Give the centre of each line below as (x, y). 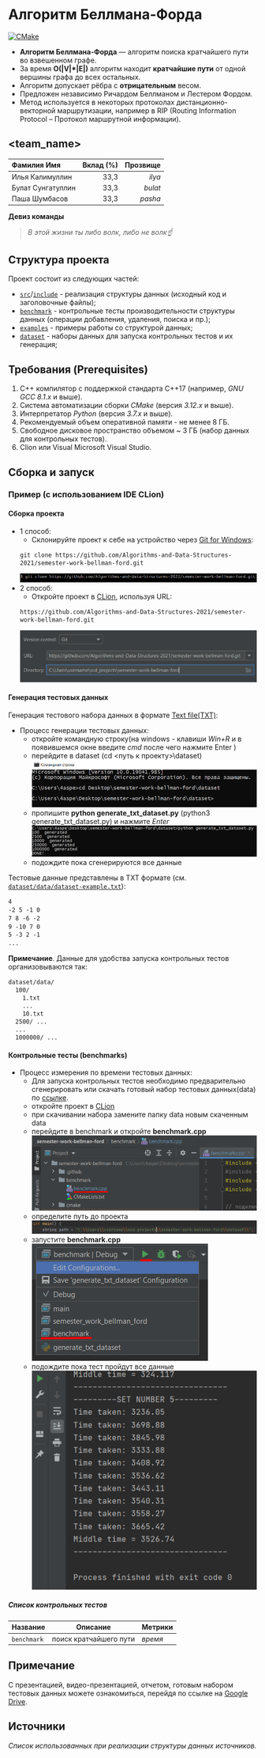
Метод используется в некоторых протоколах (97, 102)
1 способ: (35, 531)
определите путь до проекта (80, 1216)
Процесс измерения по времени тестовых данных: (106, 1072)
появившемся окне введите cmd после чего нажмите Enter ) (134, 747)
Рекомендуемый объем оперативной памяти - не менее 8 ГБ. (125, 422)
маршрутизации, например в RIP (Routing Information (147, 110)
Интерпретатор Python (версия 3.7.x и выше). (96, 414)
